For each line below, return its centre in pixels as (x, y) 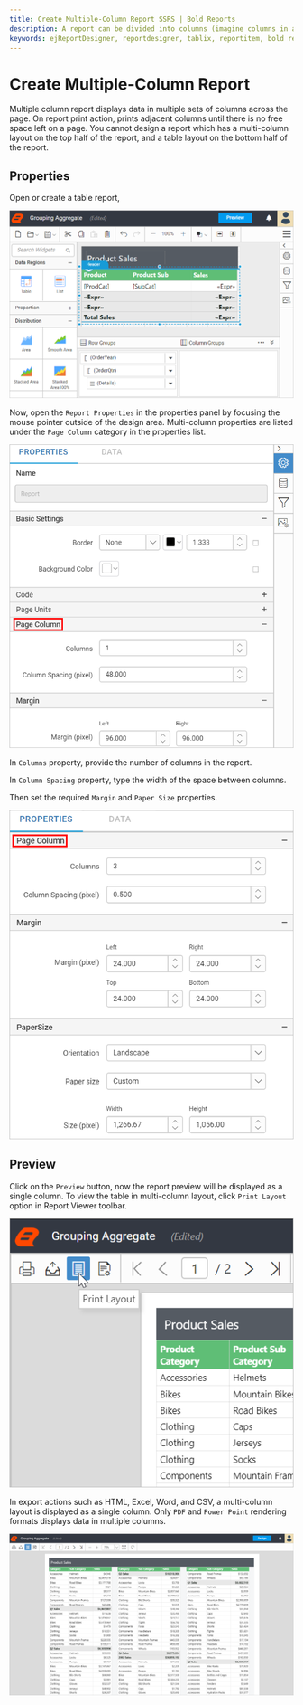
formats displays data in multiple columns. (88, 1521)
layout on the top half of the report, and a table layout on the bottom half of (149, 138)
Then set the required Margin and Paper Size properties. (114, 798)
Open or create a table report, (64, 198)
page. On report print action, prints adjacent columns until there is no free (146, 118)
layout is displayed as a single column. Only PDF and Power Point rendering (148, 1511)
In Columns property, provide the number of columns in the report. (131, 763)
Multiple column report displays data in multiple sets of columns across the (149, 109)
